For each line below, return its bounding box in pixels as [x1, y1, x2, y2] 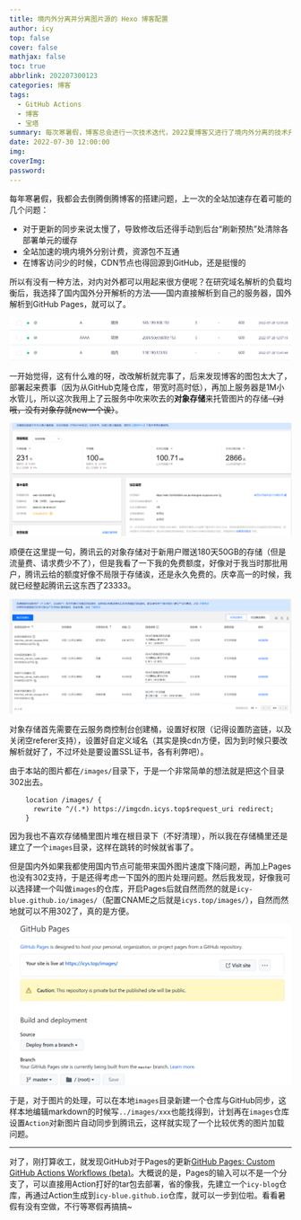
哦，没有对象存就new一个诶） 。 [9, 404, 124, 415]
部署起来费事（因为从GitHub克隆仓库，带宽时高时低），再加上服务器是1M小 [9, 382, 285, 393]
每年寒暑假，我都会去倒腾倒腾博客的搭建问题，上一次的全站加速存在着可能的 [9, 193, 292, 204]
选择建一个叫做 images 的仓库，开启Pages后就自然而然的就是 [16, 883, 237, 894]
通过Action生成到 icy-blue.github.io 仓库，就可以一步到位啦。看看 [32, 1190, 279, 1201]
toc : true [9, 62, 47, 71]
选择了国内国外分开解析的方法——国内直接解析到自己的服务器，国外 [39, 287, 292, 298]
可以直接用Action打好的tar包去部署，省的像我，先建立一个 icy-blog [32, 1179, 279, 1189]
